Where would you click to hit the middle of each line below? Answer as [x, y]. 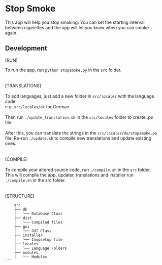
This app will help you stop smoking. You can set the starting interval [75, 22]
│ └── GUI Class [33, 231]
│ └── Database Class [38, 214]
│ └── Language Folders [41, 248]
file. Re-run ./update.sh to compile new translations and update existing [78, 138]
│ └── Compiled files [38, 222]
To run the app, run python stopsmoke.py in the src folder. [63, 70]
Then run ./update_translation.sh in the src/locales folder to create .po [79, 117]
